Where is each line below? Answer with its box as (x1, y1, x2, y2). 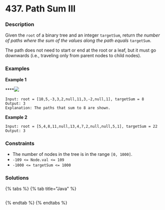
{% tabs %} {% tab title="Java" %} (5, 186, 76, 192)
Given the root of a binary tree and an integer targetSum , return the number (5, 32, 160, 38)
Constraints (5, 140, 35, 147)
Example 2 (5, 114, 27, 120)
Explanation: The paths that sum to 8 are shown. (5, 105, 111, 110)
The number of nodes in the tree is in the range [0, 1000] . (12, 151, 132, 157)
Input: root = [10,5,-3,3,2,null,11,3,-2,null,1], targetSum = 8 (5, 96, 144, 102)
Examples (5, 65, 30, 72)
